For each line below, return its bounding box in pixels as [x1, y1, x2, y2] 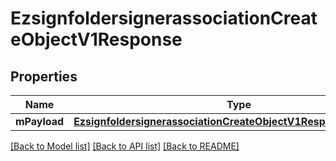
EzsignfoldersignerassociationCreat [10, 7, 318, 30]
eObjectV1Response [10, 28, 183, 51]
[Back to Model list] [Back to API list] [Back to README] [10, 140, 240, 152]
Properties [10, 68, 78, 85]
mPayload [15, 115, 65, 128]
